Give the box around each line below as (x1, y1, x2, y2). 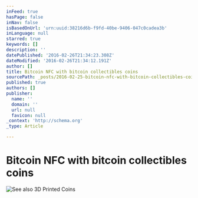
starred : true (6, 36, 41, 42)
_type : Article (6, 123, 44, 129)
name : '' (11, 96, 33, 102)
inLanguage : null (6, 31, 49, 36)
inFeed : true (6, 8, 38, 15)
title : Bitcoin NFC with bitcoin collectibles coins (6, 69, 138, 75)
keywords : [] (6, 42, 38, 48)
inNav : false (6, 19, 38, 25)
